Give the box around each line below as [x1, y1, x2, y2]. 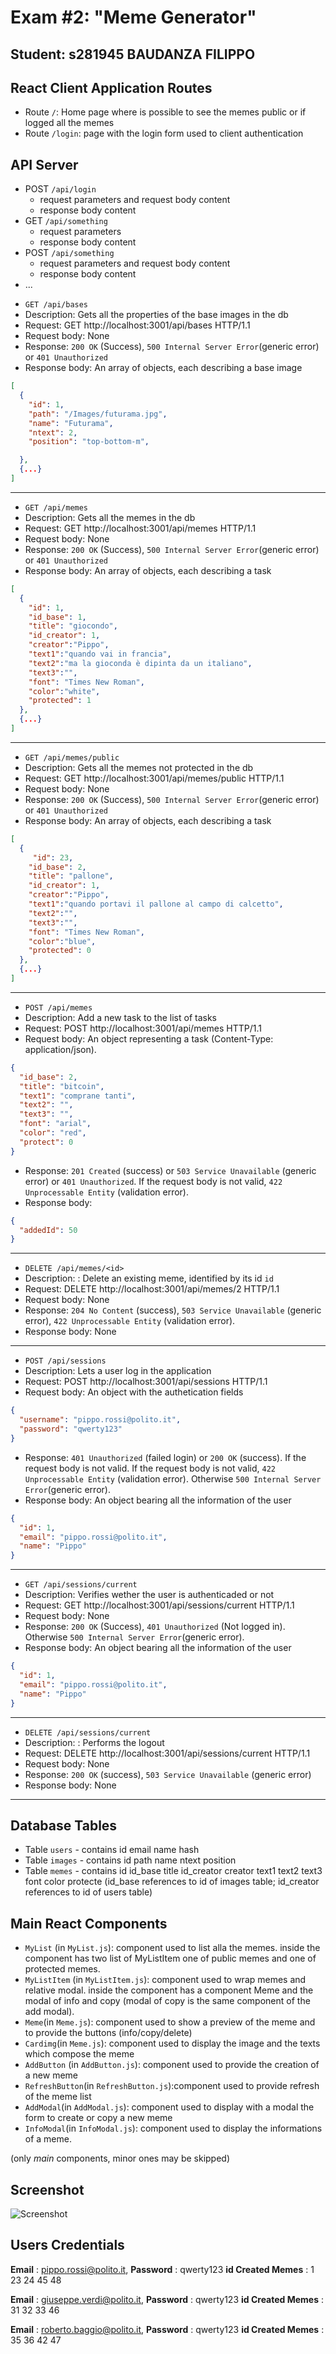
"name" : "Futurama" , [28, 418, 114, 428]
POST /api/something [24, 247, 115, 259]
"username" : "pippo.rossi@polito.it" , [19, 1415, 182, 1425]
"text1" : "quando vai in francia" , [28, 649, 172, 660]
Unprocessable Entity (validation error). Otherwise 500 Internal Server [24, 1472, 322, 1485]
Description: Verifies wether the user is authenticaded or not [24, 1589, 275, 1601]
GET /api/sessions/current [24, 1580, 138, 1590]
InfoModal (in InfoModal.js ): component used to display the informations [24, 2122, 323, 2135]
